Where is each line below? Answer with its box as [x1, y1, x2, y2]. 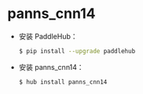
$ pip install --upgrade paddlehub [18, 47, 136, 55]
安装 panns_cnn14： [18, 62, 84, 71]
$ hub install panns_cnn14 [18, 78, 108, 86]
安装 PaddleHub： [18, 31, 78, 41]
